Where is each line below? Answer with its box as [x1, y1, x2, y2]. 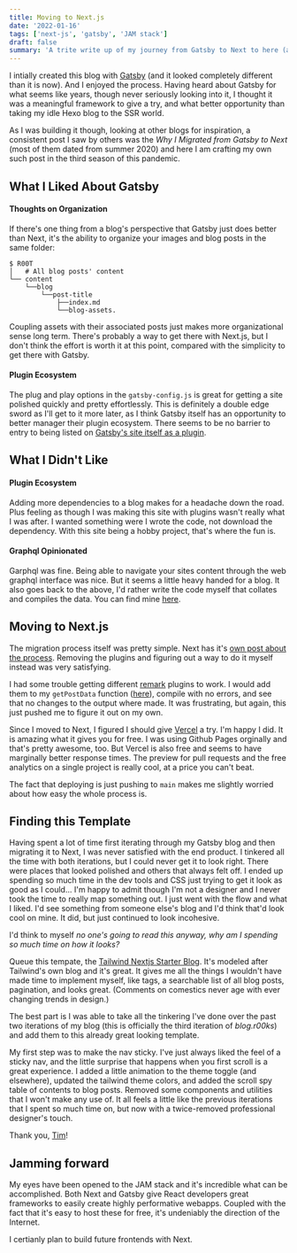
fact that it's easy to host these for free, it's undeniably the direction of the [9, 1208, 280, 1218]
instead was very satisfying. [9, 661, 111, 672]
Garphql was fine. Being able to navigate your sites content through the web [9, 565, 287, 576]
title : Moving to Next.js [9, 12, 104, 22]
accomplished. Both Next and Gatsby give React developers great [9, 1188, 249, 1200]
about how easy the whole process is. [9, 788, 148, 799]
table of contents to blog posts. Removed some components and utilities [9, 1085, 273, 1095]
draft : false [9, 37, 57, 47]
